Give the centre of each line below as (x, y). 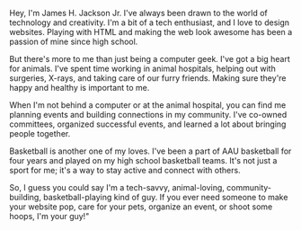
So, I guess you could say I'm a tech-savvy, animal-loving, (117, 187)
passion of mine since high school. (74, 41)
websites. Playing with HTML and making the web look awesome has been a (151, 32)
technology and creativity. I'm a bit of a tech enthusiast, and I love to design (150, 22)
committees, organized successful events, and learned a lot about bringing (148, 124)
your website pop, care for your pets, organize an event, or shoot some (141, 207)
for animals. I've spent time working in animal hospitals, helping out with (142, 68)
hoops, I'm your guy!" (49, 216)
